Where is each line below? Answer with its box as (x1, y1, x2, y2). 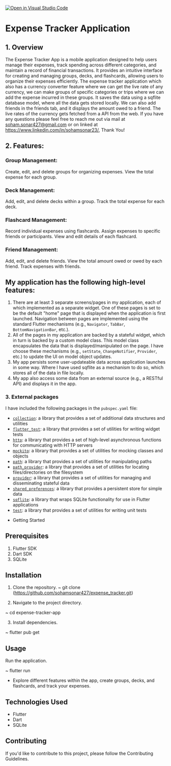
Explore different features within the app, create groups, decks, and (12, 677, 155, 683)
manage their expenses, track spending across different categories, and (5, 62, 157, 68)
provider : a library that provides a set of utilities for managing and (12, 474, 151, 480)
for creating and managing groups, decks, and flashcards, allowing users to (5, 73, 164, 79)
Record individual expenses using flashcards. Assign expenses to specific (5, 228, 160, 234)
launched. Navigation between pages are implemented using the (12, 316, 149, 322)
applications (12, 501, 39, 507)
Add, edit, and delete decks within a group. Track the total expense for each (5, 198, 165, 204)
